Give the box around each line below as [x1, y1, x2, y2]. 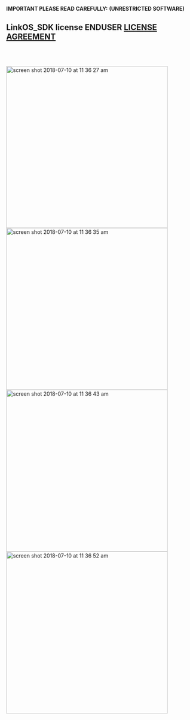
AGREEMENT [6, 32, 56, 42]
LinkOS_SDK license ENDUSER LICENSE [6, 22, 157, 32]
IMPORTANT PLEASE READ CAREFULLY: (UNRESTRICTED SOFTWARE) [6, 5, 185, 12]
